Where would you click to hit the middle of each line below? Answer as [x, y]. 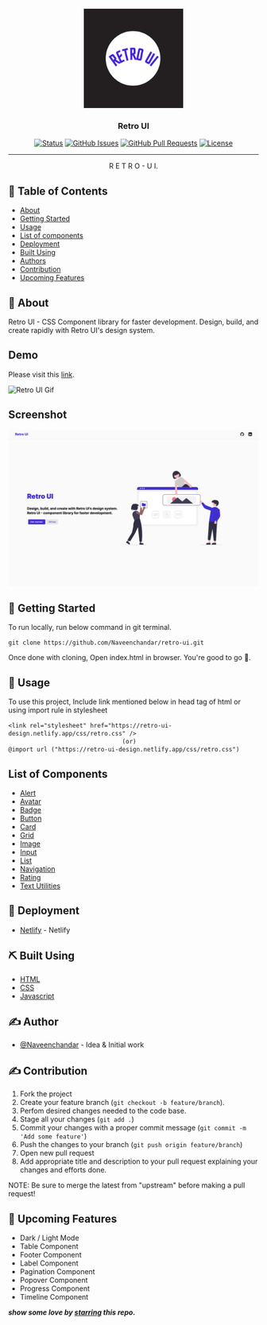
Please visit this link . [41, 374]
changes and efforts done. [63, 1170]
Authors [33, 261]
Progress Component [54, 1288]
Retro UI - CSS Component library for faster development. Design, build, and [133, 322]
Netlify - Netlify [45, 929]
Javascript [37, 996]
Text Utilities [40, 886]
